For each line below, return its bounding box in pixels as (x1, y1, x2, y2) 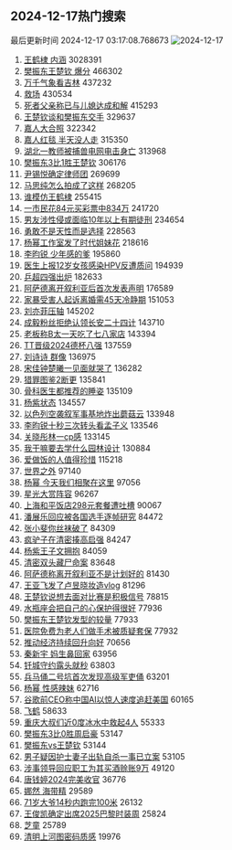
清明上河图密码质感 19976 (23, 831, 121, 842)
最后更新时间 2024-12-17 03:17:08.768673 (10, 35, 170, 46)
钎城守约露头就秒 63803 (23, 659, 116, 670)
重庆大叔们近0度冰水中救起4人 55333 (23, 717, 165, 728)
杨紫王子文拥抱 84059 (23, 545, 108, 556)
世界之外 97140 (23, 465, 81, 476)
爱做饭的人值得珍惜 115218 (23, 453, 123, 464)
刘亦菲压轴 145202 (23, 305, 95, 316)
